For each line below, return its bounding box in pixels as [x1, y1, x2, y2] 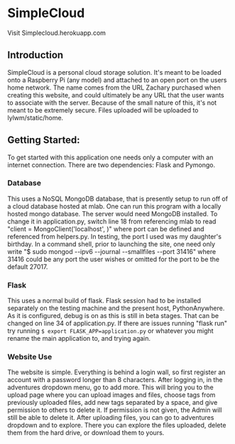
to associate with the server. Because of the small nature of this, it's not [7, 98, 217, 107]
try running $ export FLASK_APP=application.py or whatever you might [7, 327, 214, 335]
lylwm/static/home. [7, 113, 64, 122]
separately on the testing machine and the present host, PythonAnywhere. [7, 304, 225, 312]
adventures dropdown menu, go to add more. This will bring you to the [7, 383, 214, 392]
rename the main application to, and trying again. [7, 334, 151, 343]
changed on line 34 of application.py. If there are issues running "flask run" [7, 319, 228, 328]
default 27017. [7, 262, 48, 271]
